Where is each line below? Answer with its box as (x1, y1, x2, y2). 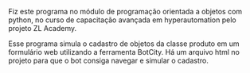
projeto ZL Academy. (8, 24, 77, 33)
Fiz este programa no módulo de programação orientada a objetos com (8, 7, 243, 16)
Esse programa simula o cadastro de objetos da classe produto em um (8, 39, 240, 48)
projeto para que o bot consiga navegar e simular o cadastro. (8, 56, 209, 65)
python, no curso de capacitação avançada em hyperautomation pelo (8, 15, 236, 25)
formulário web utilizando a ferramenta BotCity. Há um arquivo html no (8, 48, 240, 56)
